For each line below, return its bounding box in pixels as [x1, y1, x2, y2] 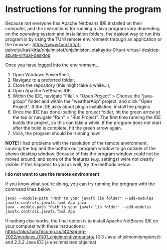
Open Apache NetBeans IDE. [12, 87, 72, 93]
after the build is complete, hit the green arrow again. [12, 124, 122, 131]
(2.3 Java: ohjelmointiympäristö [95, 233, 161, 239]
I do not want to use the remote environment [5, 171, 99, 177]
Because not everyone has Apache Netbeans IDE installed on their [5, 20, 142, 26]
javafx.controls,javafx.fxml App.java [5, 200, 86, 205]
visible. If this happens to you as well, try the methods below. [5, 161, 131, 167]
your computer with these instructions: [5, 223, 85, 229]
